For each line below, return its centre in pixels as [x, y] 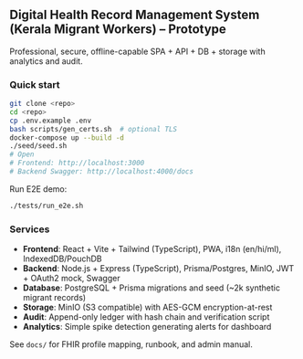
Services [30, 229]
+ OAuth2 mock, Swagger [71, 279]
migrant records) [54, 298]
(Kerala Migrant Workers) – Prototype [118, 30]
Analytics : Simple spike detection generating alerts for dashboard [147, 327]
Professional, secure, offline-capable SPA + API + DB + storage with [138, 51]
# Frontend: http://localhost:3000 [77, 164]
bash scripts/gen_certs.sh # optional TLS [94, 129]
